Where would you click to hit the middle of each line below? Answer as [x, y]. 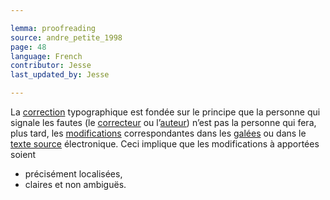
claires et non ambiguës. [75, 184]
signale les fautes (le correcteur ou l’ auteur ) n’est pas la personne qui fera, [163, 122]
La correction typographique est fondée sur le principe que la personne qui [165, 112]
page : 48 [28, 47]
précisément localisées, [73, 174]
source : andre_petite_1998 [66, 37]
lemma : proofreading [53, 28]
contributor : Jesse [51, 66]
